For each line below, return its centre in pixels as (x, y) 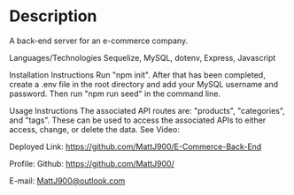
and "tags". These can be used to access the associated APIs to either (138, 120)
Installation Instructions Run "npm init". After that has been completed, (137, 75)
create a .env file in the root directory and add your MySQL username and (144, 84)
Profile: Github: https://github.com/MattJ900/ (92, 163)
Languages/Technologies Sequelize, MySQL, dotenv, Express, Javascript (143, 57)
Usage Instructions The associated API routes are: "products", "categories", (147, 110)
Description (53, 16)
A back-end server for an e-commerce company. (99, 41)
